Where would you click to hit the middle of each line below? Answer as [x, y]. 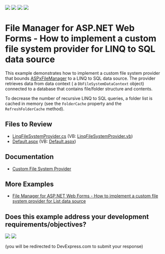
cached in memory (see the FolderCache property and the [63, 103]
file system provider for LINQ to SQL [80, 49]
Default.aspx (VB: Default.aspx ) [44, 141]
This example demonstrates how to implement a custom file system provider [83, 73]
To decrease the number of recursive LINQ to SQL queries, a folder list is [79, 98]
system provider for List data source [49, 201]
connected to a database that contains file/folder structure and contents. [79, 89]
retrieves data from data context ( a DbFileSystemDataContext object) [75, 83]
